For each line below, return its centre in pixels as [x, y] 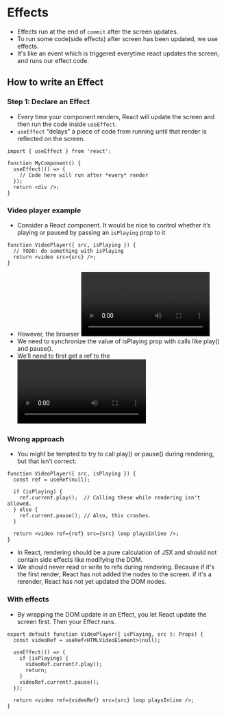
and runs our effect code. [53, 60]
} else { [26, 510]
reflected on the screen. [51, 138]
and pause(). [35, 348]
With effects [28, 600]
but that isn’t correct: [47, 461]
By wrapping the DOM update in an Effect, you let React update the [112, 614]
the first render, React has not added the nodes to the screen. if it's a [114, 574]
